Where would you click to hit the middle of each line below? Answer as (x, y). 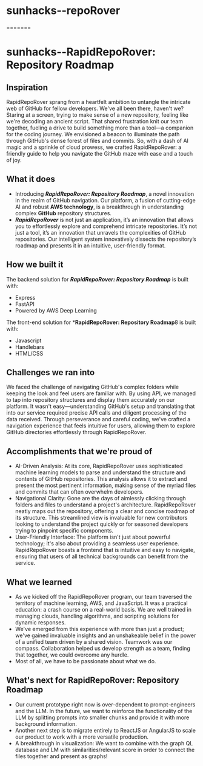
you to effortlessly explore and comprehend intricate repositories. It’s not (106, 226)
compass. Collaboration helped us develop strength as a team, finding (103, 648)
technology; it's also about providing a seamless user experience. (97, 543)
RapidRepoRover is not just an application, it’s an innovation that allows (104, 219)
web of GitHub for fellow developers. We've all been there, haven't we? (95, 108)
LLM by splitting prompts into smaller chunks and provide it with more (102, 717)
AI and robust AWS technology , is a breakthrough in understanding (99, 207)
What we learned (39, 582)
